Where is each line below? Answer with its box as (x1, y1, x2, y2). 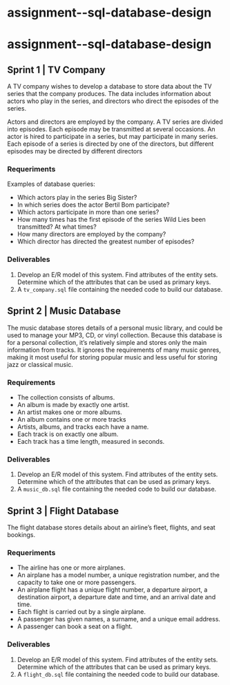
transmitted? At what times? (17, 223, 97, 231)
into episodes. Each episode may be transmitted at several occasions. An (7, 125, 215, 133)
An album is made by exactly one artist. (17, 400, 130, 409)
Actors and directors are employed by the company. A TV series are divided (7, 118, 223, 126)
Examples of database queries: (7, 180, 95, 188)
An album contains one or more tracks (17, 415, 126, 423)
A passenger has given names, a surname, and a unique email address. (17, 615, 221, 623)
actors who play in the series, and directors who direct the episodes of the (7, 97, 219, 105)
